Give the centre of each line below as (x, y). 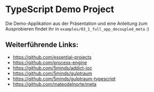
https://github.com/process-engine (50, 63)
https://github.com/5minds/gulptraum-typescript (64, 79)
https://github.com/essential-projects (52, 57)
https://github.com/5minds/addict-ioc (52, 68)
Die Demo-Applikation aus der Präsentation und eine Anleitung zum (76, 23)
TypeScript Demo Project (60, 9)
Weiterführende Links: (42, 45)
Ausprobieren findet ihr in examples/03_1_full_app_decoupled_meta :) (77, 28)
